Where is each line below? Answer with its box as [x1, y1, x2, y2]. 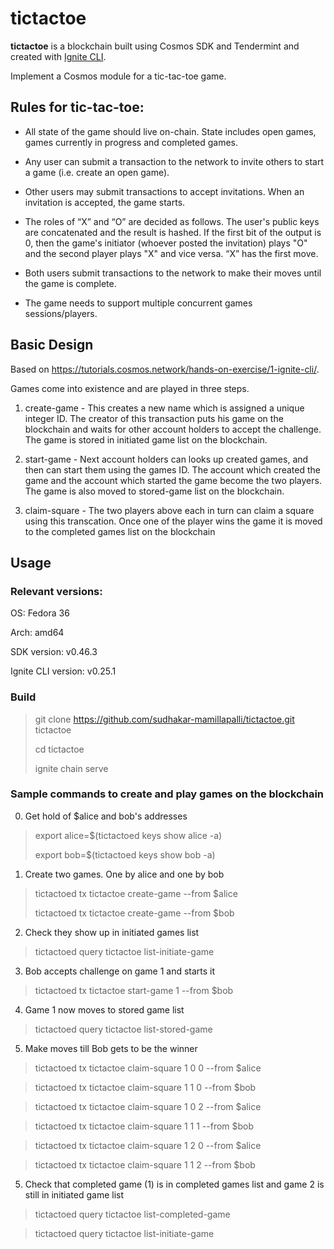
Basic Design [10, 337, 94, 354]
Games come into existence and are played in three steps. [10, 382, 250, 394]
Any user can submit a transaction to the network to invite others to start [24, 155, 325, 167]
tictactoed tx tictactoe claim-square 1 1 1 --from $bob [34, 1120, 255, 1132]
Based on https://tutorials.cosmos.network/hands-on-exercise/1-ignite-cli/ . [10, 363, 320, 375]
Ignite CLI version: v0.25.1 [10, 665, 117, 677]
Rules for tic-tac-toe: [10, 99, 145, 116]
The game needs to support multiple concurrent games [24, 297, 253, 309]
